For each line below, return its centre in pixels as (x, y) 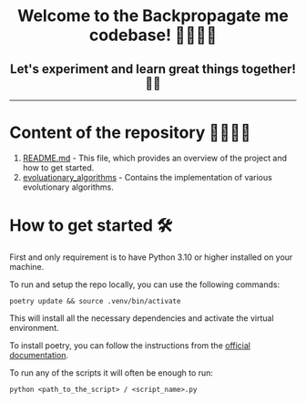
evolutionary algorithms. (68, 187)
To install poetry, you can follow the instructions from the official (130, 345)
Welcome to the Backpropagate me (153, 16)
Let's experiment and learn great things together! (153, 69)
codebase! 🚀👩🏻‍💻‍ (153, 35)
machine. (27, 266)
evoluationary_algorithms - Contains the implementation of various (148, 177)
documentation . (39, 355)
